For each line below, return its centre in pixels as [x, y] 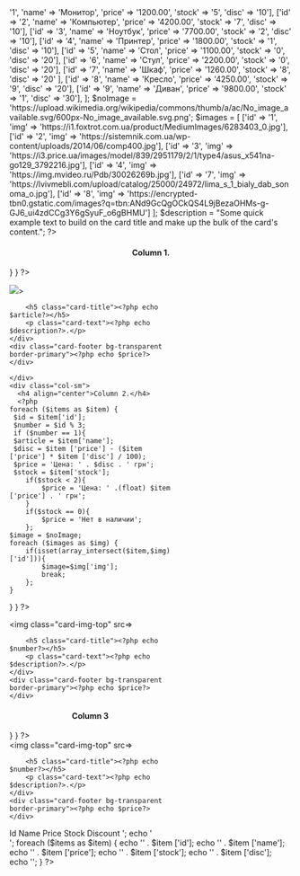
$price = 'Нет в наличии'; [92, 520]
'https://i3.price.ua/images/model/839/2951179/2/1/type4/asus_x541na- [142, 155]
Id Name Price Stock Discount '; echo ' [81, 834]
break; [54, 575]
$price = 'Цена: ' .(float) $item [106, 488]
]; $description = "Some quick [208, 212]
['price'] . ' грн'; [48, 496]
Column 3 [90, 715]
